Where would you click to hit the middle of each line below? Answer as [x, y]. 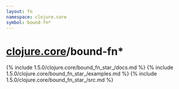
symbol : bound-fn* [28, 22]
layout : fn [19, 11]
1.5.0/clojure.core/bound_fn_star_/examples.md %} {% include [82, 74]
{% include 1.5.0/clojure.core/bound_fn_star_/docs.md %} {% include [90, 67]
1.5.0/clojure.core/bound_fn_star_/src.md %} [60, 80]
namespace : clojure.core [36, 17]
